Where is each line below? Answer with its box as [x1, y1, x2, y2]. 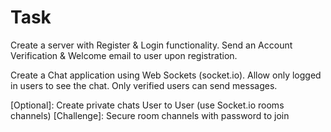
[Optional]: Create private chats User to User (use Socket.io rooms [10, 99, 285, 111]
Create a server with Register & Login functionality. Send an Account [10, 39, 293, 51]
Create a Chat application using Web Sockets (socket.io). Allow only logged [10, 69, 322, 81]
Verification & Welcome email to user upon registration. [10, 49, 238, 61]
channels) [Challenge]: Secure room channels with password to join [10, 109, 290, 121]
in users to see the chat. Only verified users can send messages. [10, 79, 278, 91]
